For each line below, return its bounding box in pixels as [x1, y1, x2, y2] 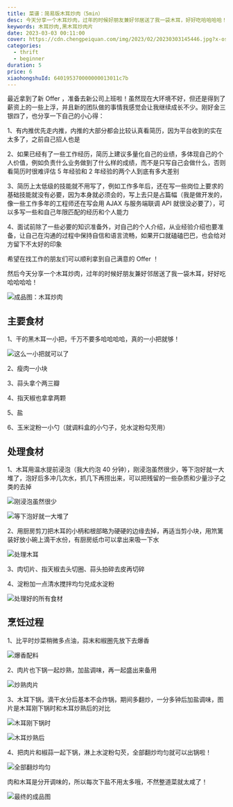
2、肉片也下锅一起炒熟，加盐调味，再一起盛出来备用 [7, 666, 157, 674]
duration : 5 [7, 62, 42, 69]
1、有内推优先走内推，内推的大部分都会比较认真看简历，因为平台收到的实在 [7, 126, 223, 135]
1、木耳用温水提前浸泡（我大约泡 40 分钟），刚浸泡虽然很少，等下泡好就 [7, 465, 213, 474]
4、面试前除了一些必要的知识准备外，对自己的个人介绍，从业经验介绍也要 [7, 223, 218, 231]
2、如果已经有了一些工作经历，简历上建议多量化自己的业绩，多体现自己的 [7, 150, 218, 158]
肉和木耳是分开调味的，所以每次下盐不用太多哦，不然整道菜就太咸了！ [7, 777, 208, 786]
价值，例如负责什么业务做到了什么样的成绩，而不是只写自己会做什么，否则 [12, 159, 226, 167]
